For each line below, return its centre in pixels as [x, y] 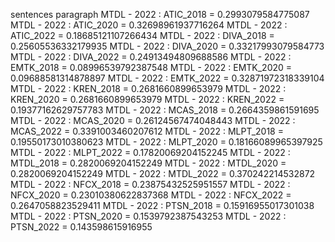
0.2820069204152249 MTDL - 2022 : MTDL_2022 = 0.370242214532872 [163, 173]
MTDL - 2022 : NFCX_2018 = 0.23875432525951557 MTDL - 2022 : [150, 184]
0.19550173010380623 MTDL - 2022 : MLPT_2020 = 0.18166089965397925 [166, 142]
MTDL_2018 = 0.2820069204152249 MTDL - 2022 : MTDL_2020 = [148, 163]
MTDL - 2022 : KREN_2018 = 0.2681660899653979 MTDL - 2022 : [148, 88]
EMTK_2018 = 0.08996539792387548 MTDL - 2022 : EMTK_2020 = [151, 67]
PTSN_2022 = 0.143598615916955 [81, 227]
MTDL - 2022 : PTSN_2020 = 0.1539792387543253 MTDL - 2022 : [148, 216]
